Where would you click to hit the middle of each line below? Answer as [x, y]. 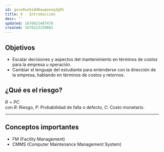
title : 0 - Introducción [30, 14]
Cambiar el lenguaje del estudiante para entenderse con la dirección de [84, 69]
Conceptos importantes [42, 127]
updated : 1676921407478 [29, 23]
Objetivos [20, 48]
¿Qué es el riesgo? [34, 90]
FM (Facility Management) [39, 139]
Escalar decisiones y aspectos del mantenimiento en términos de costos [85, 59]
